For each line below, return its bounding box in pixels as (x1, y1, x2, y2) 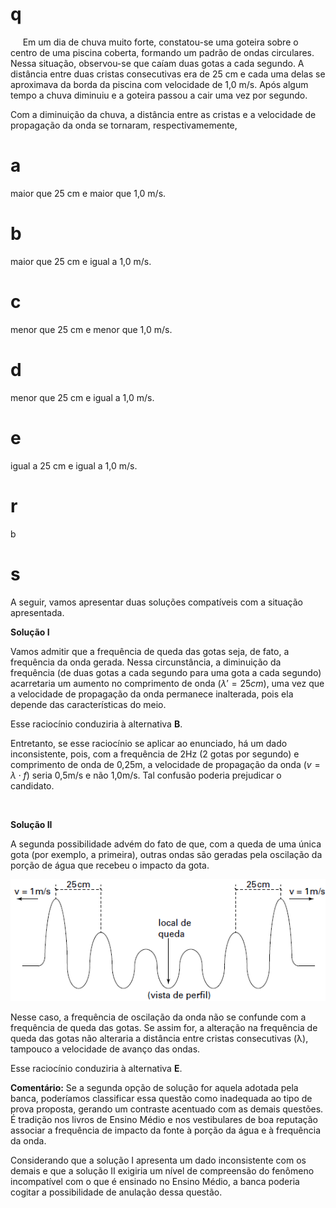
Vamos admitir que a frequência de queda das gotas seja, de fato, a (10, 645, 290, 657)
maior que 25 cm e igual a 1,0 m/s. (10, 255, 152, 267)
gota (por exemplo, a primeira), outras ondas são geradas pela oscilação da (10, 848, 323, 860)
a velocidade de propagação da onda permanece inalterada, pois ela (10, 688, 294, 700)
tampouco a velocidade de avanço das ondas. (10, 1043, 201, 1055)
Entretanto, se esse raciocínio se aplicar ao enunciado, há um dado (10, 737, 288, 749)
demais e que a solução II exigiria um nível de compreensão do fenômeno (10, 1165, 315, 1177)
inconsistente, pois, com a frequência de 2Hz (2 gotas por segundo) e (10, 748, 300, 760)
